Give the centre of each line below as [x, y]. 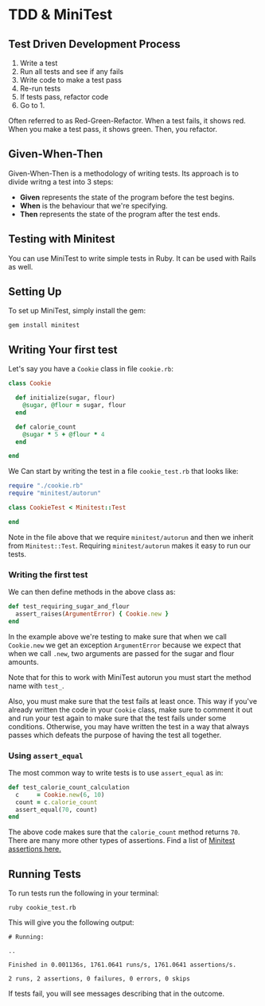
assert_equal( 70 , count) [57, 810]
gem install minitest [44, 325]
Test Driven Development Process [94, 44]
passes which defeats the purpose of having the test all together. [115, 735]
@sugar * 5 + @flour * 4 [64, 434]
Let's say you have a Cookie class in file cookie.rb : [91, 369]
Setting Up [35, 292]
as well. [21, 266]
